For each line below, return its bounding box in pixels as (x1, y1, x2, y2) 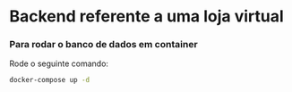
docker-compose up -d (9, 76, 90, 85)
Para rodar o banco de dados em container (9, 38, 199, 51)
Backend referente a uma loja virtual (9, 6, 284, 27)
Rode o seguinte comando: (9, 58, 109, 69)
